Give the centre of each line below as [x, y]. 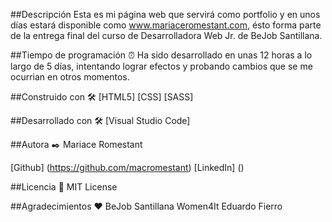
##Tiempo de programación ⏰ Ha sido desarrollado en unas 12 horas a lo [161, 55]
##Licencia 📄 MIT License [64, 187]
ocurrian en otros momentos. [70, 77]
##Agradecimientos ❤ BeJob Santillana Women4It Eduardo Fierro [146, 206]
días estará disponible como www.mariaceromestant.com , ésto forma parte [166, 25]
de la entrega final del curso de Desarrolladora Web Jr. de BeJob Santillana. [166, 35]
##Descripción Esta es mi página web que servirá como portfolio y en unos [165, 14]
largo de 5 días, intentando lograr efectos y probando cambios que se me [161, 66]
